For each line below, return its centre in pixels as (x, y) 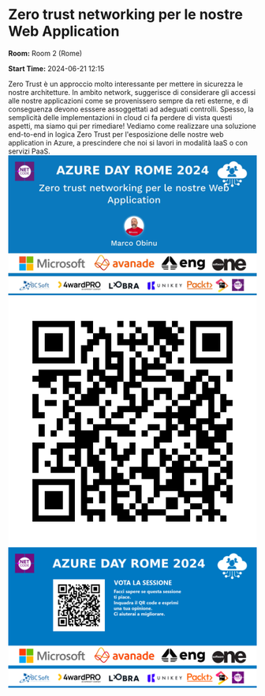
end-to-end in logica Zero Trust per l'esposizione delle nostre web (116, 134)
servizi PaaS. (30, 151)
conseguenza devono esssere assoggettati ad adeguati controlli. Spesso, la (131, 109)
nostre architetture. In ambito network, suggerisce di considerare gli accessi (132, 92)
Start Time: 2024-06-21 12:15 (56, 68)
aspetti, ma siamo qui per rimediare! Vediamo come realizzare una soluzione (132, 126)
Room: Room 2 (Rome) (45, 53)
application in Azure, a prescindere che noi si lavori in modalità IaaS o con (128, 142)
